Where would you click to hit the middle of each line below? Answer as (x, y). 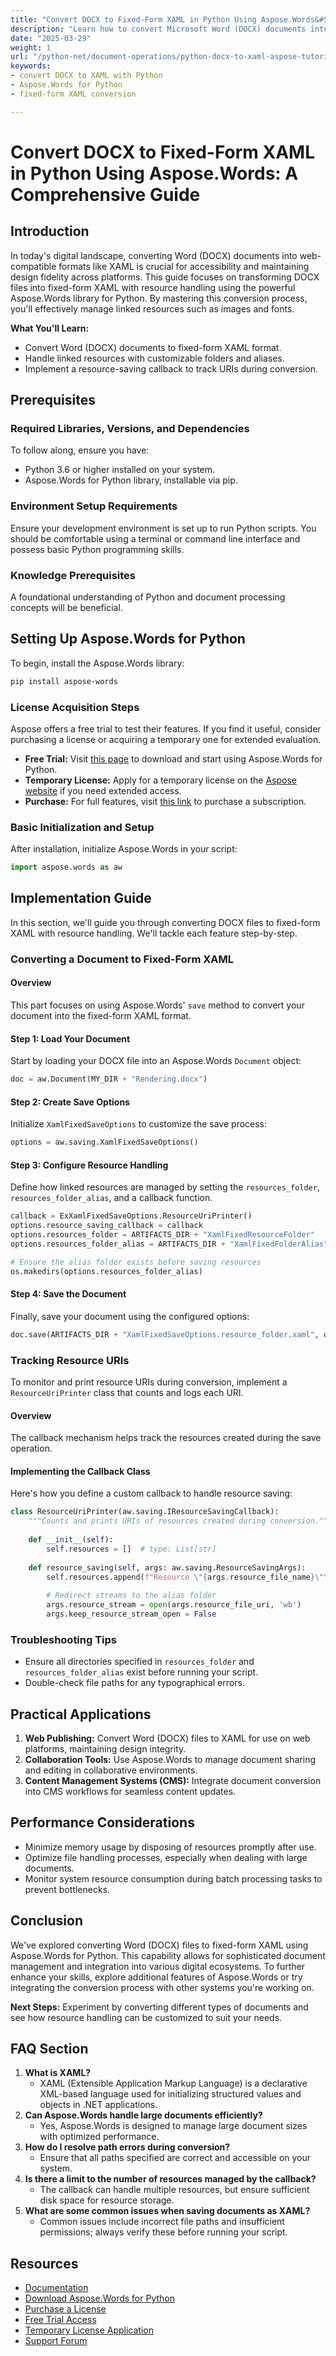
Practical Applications (81, 1714)
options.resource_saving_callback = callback (106, 1226)
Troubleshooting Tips (64, 1639)
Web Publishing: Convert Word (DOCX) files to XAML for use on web (167, 1738)
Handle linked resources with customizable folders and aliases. (154, 358)
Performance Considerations (102, 1822)
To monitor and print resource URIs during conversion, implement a (149, 1382)
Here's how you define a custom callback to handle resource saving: (151, 1493)
